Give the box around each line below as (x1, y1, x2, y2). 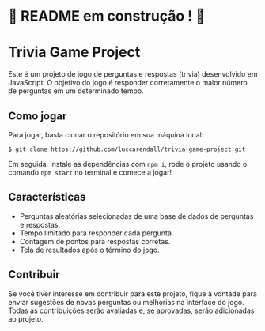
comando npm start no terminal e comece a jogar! (8, 167, 172, 177)
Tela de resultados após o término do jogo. (19, 245, 160, 254)
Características (8, 190, 86, 204)
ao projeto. (8, 314, 44, 323)
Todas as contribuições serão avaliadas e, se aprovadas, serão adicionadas (8, 306, 255, 315)
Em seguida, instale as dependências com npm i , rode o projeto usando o (8, 159, 248, 168)
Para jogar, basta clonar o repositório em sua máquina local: (8, 130, 204, 139)
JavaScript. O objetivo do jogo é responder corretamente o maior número (8, 78, 248, 88)
